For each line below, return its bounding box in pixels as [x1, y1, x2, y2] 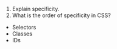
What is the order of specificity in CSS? [12, 12, 111, 19]
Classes [12, 30, 32, 37]
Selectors [12, 24, 37, 31]
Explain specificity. [12, 6, 60, 12]
